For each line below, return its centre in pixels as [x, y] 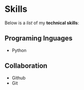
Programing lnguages [39, 38]
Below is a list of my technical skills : [42, 23]
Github [19, 78]
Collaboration [26, 66]
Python [19, 50]
